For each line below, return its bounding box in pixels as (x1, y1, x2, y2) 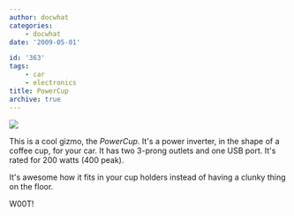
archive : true (9, 95, 62, 104)
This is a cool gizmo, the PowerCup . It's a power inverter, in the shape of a (9, 135, 280, 146)
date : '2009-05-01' (9, 37, 81, 47)
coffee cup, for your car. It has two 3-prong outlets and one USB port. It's (9, 145, 276, 156)
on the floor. (9, 181, 54, 191)
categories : (9, 21, 53, 30)
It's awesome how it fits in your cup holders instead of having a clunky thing (9, 172, 286, 182)
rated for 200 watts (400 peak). (9, 154, 124, 165)
